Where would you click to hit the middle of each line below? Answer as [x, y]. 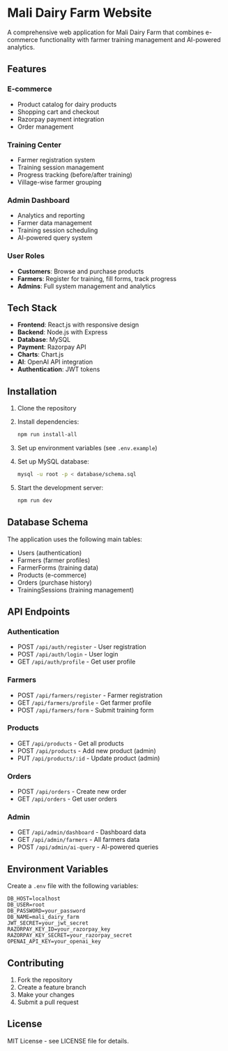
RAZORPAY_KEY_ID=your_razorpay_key [59, 929]
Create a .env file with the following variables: [73, 886]
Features [27, 69]
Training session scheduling [58, 230]
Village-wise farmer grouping [60, 182]
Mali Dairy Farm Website [79, 13]
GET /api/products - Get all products [70, 743]
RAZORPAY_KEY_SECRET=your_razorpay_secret [70, 936]
